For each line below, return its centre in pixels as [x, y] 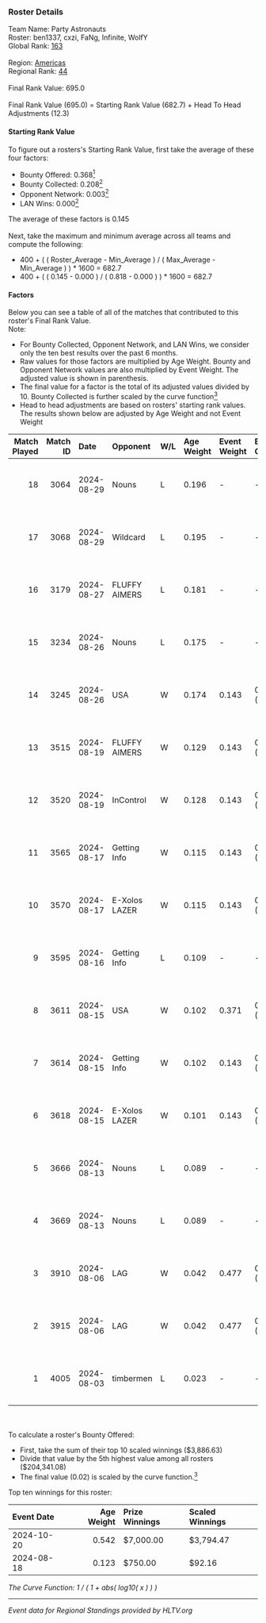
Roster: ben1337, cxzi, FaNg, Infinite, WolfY [78, 37]
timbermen [132, 1378]
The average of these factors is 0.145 [68, 219]
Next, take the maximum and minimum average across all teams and [120, 236]
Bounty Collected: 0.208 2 [61, 183]
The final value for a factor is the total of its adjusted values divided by [134, 387]
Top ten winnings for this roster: [60, 1492]
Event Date [33, 1517]
